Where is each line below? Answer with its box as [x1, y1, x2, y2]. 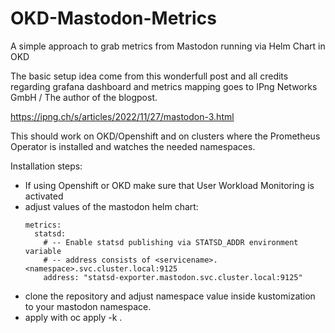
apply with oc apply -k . [24, 311, 123, 323]
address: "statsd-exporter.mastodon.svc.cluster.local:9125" [43, 272, 303, 282]
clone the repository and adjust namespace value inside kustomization [24, 290, 316, 302]
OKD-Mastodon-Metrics [10, 7, 217, 30]
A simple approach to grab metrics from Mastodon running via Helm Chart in [10, 40, 326, 52]
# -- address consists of [43, 255, 152, 265]
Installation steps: [10, 160, 83, 172]
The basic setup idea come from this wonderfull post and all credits [10, 70, 289, 82]
